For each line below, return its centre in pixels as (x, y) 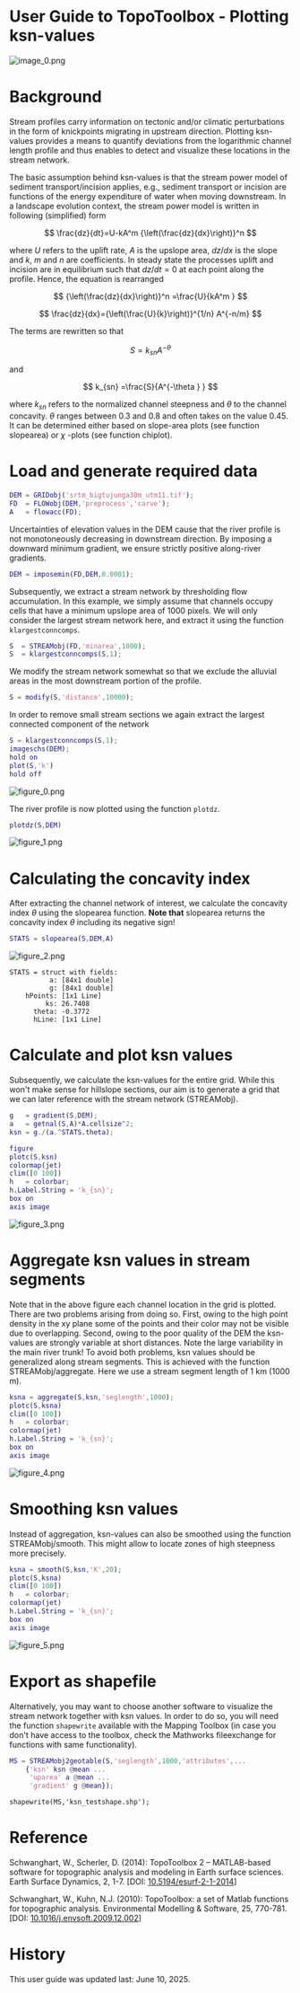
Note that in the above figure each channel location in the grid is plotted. (143, 1304)
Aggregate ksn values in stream (130, 1260)
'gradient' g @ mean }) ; (72, 1786)
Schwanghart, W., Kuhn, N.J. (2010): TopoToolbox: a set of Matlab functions (149, 1899)
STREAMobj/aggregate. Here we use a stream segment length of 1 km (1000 (150, 1371)
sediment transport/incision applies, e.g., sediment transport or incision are (148, 187)
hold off (26, 774)
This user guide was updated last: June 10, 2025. (100, 1979)
